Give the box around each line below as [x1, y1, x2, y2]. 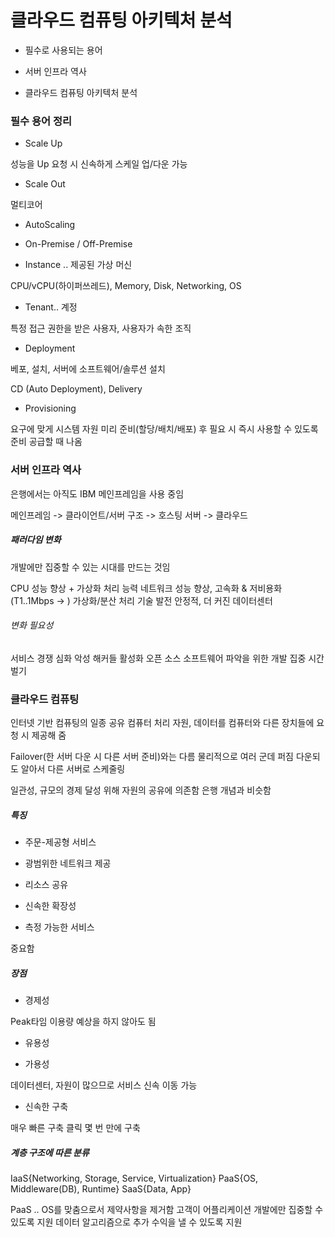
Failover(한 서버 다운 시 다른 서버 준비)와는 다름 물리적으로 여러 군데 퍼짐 [10, 751, 294, 762]
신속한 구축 [24, 1100, 69, 1112]
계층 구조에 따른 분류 [10, 1146, 90, 1158]
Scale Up [24, 137, 63, 150]
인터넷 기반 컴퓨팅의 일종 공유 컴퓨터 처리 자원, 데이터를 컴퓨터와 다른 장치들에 [10, 717, 315, 728]
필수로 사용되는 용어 [24, 44, 103, 56]
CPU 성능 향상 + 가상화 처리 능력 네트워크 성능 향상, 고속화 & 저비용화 [10, 582, 283, 594]
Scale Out [24, 178, 66, 190]
